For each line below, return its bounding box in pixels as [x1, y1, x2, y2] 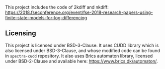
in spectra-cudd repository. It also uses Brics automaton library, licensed [5, 53, 153, 59]
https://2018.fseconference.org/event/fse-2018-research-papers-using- [5, 9, 153, 15]
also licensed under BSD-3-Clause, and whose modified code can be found [5, 47, 160, 54]
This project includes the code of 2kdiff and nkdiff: [5, 4, 109, 10]
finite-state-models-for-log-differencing [5, 15, 87, 20]
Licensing [5, 29, 36, 38]
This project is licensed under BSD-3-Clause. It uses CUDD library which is [5, 42, 159, 48]
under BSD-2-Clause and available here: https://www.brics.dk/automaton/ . [5, 58, 158, 64]
